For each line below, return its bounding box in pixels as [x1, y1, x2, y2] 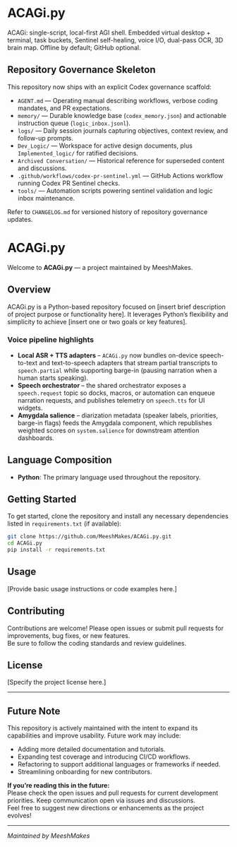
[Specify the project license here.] [7, 678, 107, 687]
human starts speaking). [17, 373, 89, 382]
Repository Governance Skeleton [7, 64, 156, 76]
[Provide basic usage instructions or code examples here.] [7, 584, 178, 593]
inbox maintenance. [17, 194, 75, 202]
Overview [7, 284, 51, 296]
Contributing [7, 605, 65, 617]
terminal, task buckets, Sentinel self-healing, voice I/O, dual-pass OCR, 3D [7, 35, 224, 44]
